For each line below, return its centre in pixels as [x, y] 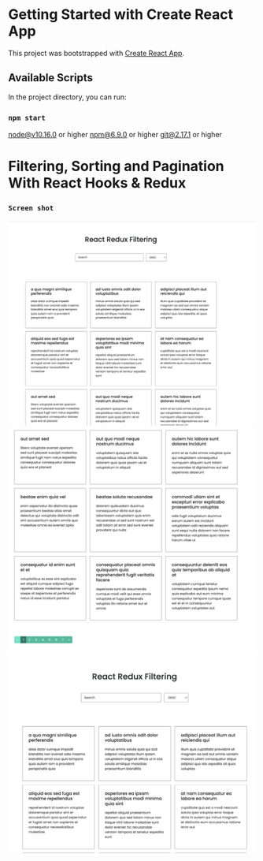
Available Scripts [50, 78]
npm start [27, 117]
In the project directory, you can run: [67, 97]
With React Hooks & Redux [97, 183]
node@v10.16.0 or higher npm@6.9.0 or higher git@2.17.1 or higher [115, 135]
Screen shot [31, 208]
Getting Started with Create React [121, 15]
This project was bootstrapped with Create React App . [96, 53]
